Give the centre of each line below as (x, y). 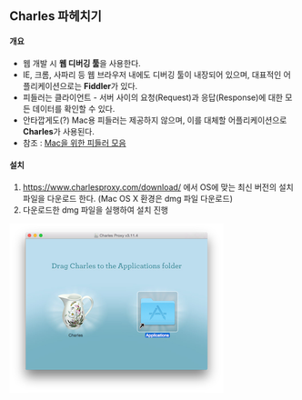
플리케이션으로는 (52, 85)
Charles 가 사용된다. (59, 131)
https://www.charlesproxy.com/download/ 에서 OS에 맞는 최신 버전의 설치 (158, 187)
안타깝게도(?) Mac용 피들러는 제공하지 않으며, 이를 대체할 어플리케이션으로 (155, 120)
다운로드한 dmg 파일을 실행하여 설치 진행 (95, 210)
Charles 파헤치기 (55, 16)
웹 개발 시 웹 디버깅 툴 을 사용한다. (81, 63)
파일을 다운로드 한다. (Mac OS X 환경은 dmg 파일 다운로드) (128, 198)
